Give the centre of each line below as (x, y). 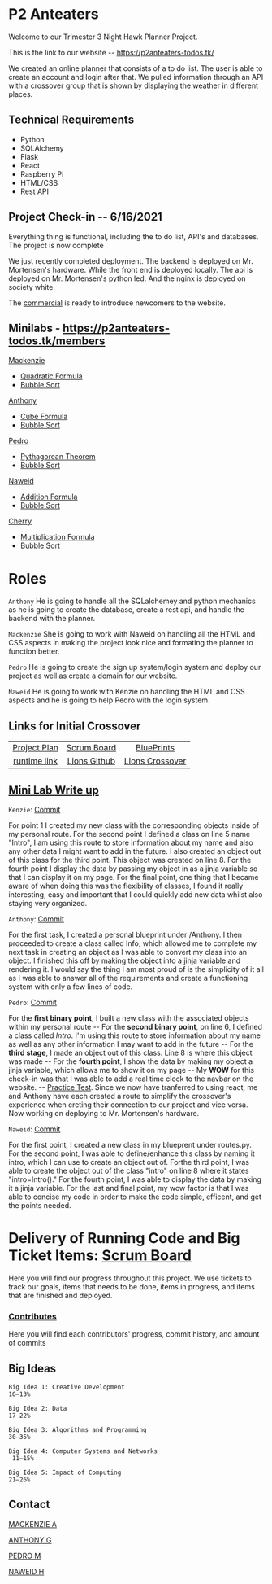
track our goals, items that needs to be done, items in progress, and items (132, 1286)
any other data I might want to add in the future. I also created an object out (135, 851)
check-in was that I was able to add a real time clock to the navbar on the (131, 1079)
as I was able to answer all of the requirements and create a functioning (128, 978)
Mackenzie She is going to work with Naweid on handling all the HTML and (132, 634)
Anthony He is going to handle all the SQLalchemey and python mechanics (132, 601)
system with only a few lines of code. (71, 987)
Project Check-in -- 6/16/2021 (85, 217)
